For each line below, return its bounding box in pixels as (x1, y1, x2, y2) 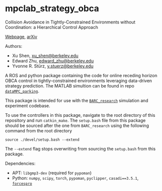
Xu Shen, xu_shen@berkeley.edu (12, 52, 79, 59)
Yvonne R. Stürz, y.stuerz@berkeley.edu (12, 63, 94, 69)
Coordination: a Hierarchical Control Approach (5, 24, 99, 30)
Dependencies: (5, 160, 36, 166)
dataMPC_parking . (5, 88, 40, 94)
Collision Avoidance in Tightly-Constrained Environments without (5, 19, 136, 25)
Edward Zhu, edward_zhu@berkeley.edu (12, 58, 94, 64)
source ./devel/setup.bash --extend (5, 137, 80, 142)
